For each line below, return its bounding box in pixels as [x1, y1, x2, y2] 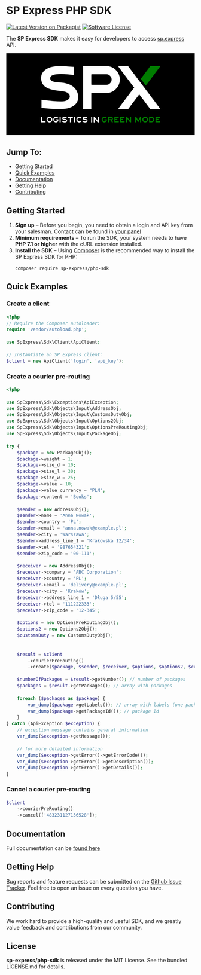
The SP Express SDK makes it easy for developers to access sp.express [6, 35, 184, 42]
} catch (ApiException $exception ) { [6, 721, 100, 727]
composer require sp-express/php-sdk [14, 265, 109, 271]
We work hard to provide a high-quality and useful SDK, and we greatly [6, 917, 182, 924]
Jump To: [6, 147, 42, 157]
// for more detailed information [17, 745, 103, 752]
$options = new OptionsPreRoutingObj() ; [17, 620, 119, 626]
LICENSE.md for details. [6, 963, 65, 970]
